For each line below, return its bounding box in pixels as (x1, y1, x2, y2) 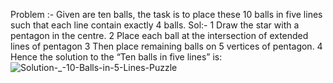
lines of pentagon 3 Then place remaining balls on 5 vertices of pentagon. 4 (10, 40, 323, 52)
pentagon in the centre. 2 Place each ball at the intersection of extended (10, 30, 309, 41)
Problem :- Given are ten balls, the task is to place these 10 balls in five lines (10, 9, 323, 20)
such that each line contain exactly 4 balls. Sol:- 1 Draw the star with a (10, 19, 300, 31)
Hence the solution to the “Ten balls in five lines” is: (10, 51, 223, 63)
